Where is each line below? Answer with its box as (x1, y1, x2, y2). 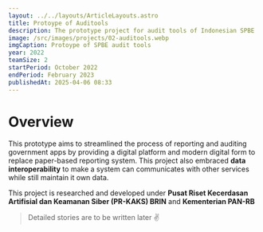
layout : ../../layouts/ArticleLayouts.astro (8, 11, 159, 20)
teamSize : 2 (8, 57, 48, 65)
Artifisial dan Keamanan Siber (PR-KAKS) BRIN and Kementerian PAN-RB (8, 197, 255, 206)
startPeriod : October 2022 (8, 64, 98, 72)
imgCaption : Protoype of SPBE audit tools (8, 41, 151, 49)
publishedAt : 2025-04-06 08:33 (8, 78, 112, 86)
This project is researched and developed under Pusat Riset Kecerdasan (8, 188, 249, 198)
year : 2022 (8, 49, 45, 57)
